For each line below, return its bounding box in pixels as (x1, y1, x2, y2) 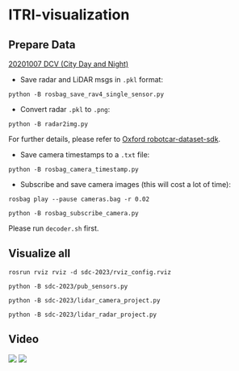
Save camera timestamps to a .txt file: (19, 150, 150, 159)
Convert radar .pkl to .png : (19, 105, 111, 114)
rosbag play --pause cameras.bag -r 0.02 (8, 195, 150, 203)
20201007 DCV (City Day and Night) (8, 59, 129, 69)
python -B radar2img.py (8, 120, 89, 128)
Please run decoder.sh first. (8, 223, 99, 233)
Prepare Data (8, 38, 76, 52)
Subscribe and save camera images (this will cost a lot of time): (19, 180, 232, 189)
